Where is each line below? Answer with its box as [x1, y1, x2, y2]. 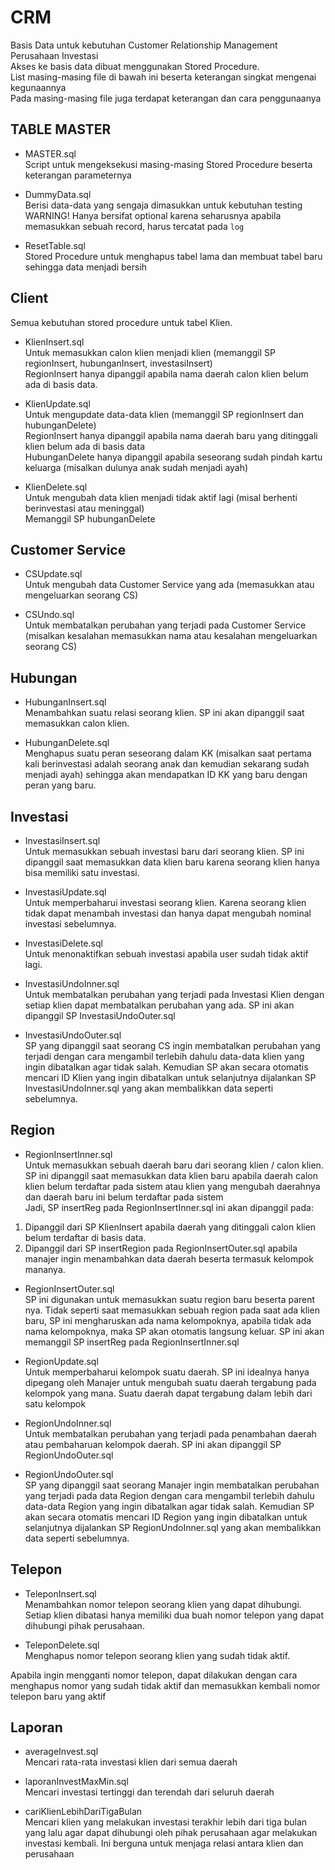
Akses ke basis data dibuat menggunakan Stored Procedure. [10, 60, 260, 72]
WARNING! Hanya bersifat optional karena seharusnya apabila [24, 209, 282, 221]
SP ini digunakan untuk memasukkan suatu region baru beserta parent [24, 1293, 316, 1305]
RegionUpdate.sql [24, 1355, 99, 1367]
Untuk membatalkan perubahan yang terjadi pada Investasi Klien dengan [24, 989, 325, 1000]
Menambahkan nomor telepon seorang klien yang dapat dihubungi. [24, 1598, 302, 1610]
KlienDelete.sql [24, 481, 88, 493]
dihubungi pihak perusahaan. [24, 1619, 145, 1631]
